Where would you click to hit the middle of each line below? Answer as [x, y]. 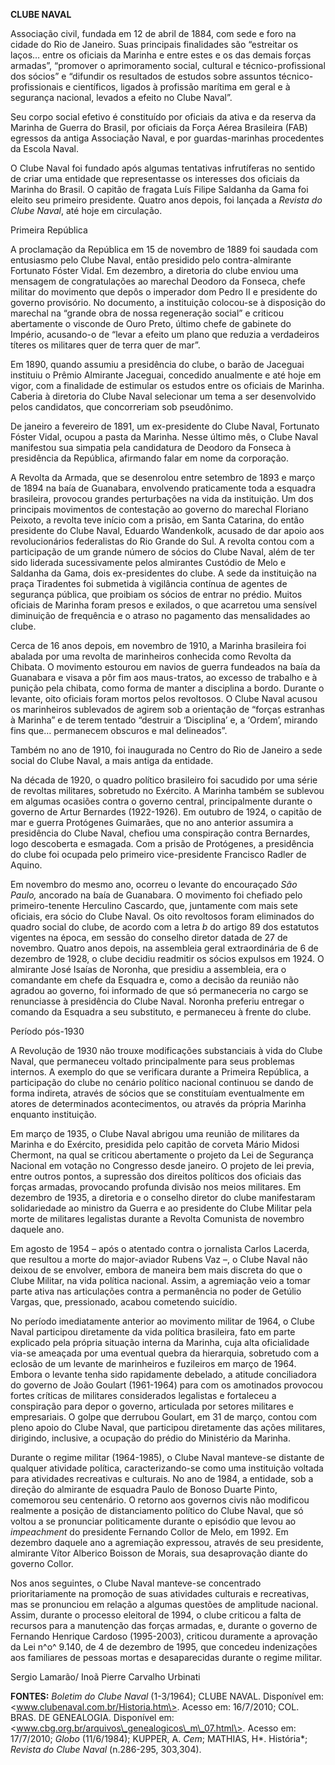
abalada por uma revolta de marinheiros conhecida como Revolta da [151, 656]
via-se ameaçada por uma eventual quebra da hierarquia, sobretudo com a [165, 1353]
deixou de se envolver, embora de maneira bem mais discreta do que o [156, 1270]
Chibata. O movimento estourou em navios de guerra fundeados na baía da [165, 667]
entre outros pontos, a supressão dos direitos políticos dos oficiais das [156, 1176]
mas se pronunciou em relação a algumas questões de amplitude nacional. [164, 1604]
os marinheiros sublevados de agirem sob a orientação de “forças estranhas [167, 709]
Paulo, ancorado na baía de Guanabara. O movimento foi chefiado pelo [156, 895]
